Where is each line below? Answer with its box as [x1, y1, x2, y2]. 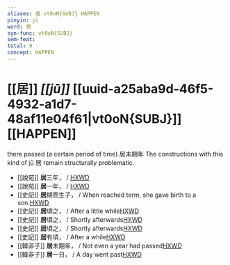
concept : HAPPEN [7, 49, 54, 56]
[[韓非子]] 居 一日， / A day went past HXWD [17, 250, 142, 258]
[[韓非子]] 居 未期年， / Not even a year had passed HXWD [17, 241, 182, 250]
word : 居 [7, 23, 31, 30]
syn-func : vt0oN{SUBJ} [7, 29, 73, 37]
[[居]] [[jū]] [7, 81, 71, 97]
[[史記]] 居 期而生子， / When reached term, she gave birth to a [17, 191, 197, 199]
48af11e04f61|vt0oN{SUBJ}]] [7, 111, 182, 127]
